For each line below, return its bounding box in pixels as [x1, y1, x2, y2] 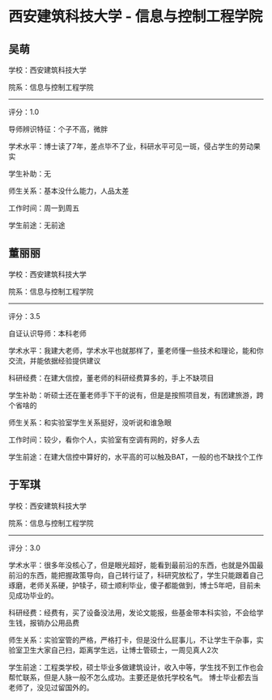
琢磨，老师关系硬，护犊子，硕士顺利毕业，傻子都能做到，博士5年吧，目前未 [8, 580, 261, 590]
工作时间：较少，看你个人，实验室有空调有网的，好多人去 [8, 435, 200, 444]
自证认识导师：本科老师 [8, 329, 87, 338]
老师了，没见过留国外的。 [8, 682, 94, 692]
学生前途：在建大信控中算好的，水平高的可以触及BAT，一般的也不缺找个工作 [8, 452, 263, 461]
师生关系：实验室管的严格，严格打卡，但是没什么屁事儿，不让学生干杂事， [8, 634, 257, 644]
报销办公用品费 [29, 617, 79, 627]
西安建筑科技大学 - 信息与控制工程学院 [8, 7, 263, 26]
